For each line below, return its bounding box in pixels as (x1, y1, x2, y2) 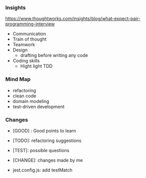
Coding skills (12, 58, 40, 64)
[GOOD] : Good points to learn (12, 127, 76, 133)
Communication (12, 31, 46, 37)
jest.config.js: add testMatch (12, 167, 73, 173)
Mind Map (5, 76, 31, 83)
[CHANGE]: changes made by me (12, 157, 83, 163)
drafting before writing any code (20, 52, 88, 58)
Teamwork (12, 42, 35, 48)
